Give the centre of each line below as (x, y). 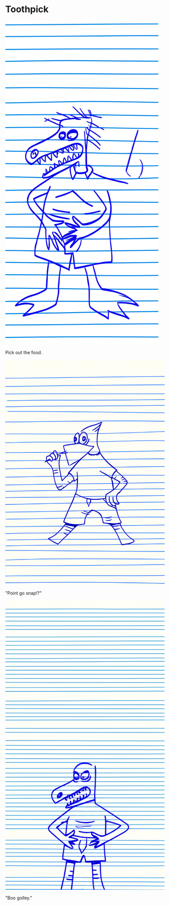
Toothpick (27, 9)
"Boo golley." (19, 898)
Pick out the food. (24, 352)
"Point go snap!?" (24, 593)
